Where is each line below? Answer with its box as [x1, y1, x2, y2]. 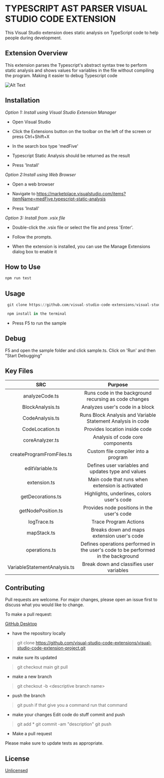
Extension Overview [5, 49, 68, 57]
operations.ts [26, 547, 56, 554]
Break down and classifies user [82, 561, 154, 567]
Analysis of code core [92, 434, 143, 441]
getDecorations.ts [20, 493, 62, 500]
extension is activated [92, 482, 143, 489]
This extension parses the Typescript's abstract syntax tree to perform [5, 62, 147, 68]
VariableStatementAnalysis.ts [7, 564, 75, 571]
